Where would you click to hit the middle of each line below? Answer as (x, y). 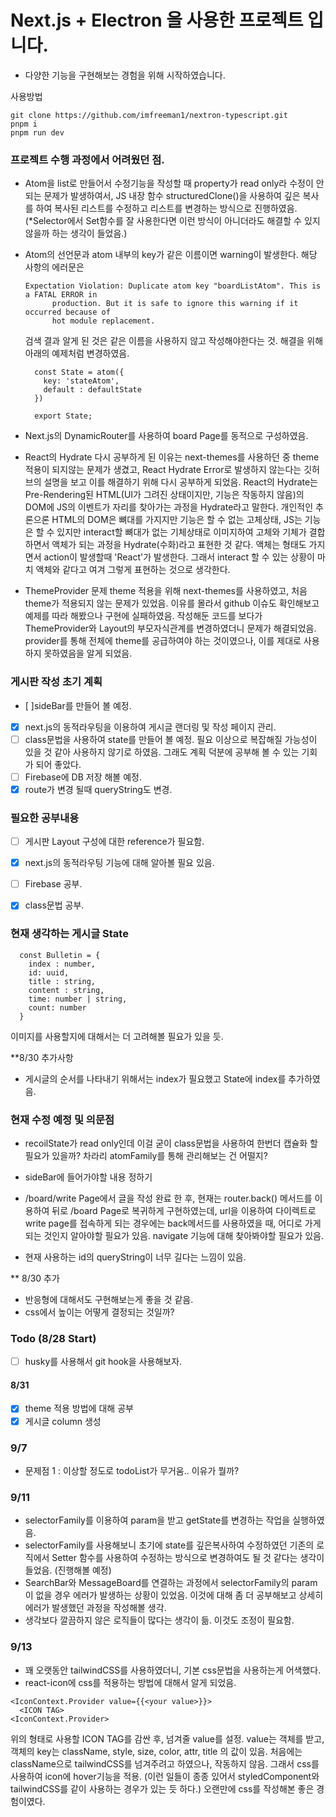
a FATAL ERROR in (61, 295)
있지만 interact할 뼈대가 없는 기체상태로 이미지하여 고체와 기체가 (181, 532)
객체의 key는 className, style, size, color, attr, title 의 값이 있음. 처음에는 (156, 1751)
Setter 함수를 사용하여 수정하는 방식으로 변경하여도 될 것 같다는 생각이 (188, 1558)
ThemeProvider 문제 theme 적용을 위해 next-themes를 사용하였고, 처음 (166, 591)
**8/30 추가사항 (42, 1057)
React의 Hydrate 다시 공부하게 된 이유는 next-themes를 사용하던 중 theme (172, 457)
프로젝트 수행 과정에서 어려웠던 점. (87, 159)
